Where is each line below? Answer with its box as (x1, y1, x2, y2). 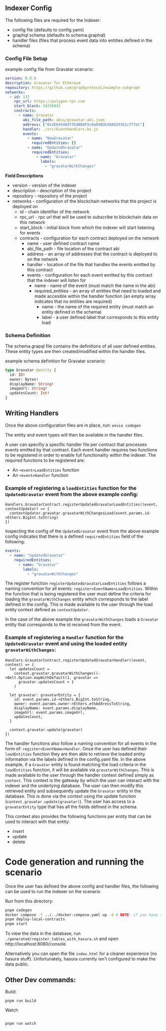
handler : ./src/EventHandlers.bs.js (23, 127, 98, 132)
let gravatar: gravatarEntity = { (9, 692, 81, 697)
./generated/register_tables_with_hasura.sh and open (5, 936, 119, 942)
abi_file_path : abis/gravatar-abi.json (23, 117, 105, 122)
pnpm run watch (5, 1021, 37, 1026)
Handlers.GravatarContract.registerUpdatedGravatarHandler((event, (5, 658, 147, 663)
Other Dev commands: (5, 975, 76, 984)
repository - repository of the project (12, 193, 87, 199)
